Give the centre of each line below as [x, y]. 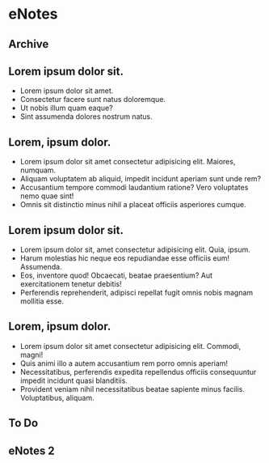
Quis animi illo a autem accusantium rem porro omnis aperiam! [124, 363]
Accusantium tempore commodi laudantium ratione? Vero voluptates [134, 188]
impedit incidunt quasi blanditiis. [74, 380]
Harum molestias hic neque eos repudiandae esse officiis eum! [125, 258]
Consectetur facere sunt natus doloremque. [93, 100]
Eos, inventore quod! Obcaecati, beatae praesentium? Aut [116, 275]
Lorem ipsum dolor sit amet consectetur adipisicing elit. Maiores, [128, 162]
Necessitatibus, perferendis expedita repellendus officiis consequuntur [138, 372]
